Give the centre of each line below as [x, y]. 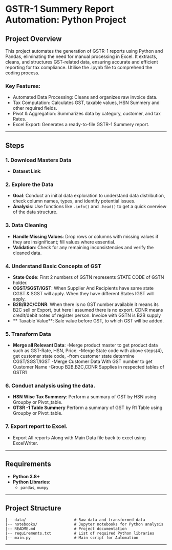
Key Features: [23, 86]
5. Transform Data [28, 334]
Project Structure [33, 508]
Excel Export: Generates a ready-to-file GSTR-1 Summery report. [81, 125]
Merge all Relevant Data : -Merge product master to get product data [85, 345]
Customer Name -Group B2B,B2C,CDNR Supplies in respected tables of [89, 367]
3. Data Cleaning [26, 225]
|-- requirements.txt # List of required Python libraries [80, 534]
